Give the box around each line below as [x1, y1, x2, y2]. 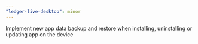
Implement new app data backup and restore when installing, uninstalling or [5, 25, 193, 32]
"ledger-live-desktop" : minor [5, 8, 81, 15]
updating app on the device [5, 31, 74, 38]
